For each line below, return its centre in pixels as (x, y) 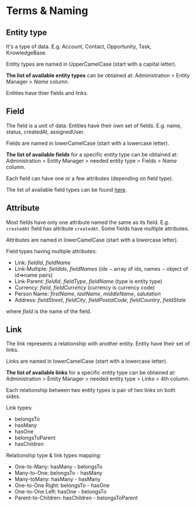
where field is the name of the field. (49, 311)
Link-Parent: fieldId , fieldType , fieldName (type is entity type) (88, 281)
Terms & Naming (47, 11)
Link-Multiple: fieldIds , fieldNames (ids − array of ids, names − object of (101, 268)
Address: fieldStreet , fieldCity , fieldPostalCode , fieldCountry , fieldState (100, 300)
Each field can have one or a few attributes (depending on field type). (90, 178)
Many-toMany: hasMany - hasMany (57, 479)
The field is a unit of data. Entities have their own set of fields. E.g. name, (94, 125)
